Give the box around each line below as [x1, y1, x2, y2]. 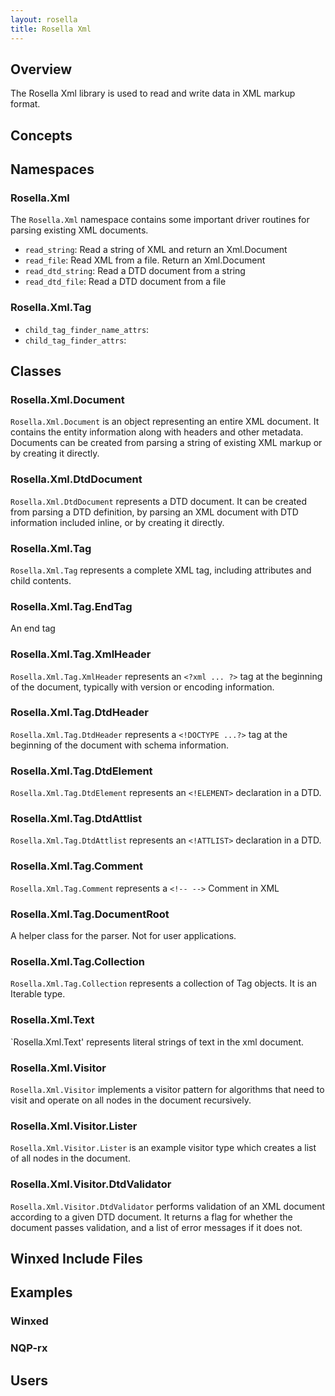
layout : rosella [10, 14, 78, 25]
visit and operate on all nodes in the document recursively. [10, 1094, 252, 1106]
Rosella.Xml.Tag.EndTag [10, 599, 133, 613]
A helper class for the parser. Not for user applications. [10, 930, 237, 942]
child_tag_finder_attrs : [24, 334, 127, 346]
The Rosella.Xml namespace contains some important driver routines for [10, 214, 310, 226]
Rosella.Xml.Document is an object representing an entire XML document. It [10, 416, 320, 428]
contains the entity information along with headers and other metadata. [10, 426, 304, 438]
